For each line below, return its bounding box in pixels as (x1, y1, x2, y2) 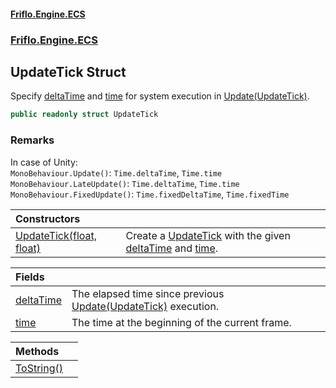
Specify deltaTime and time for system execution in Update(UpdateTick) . (10, 90, 310, 102)
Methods (15, 344, 60, 358)
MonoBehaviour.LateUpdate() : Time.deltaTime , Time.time (10, 177, 240, 189)
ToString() (15, 361, 63, 375)
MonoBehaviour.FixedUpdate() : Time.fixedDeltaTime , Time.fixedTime (10, 188, 290, 200)
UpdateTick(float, (15, 228, 98, 242)
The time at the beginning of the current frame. (71, 315, 292, 329)
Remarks (10, 133, 55, 147)
